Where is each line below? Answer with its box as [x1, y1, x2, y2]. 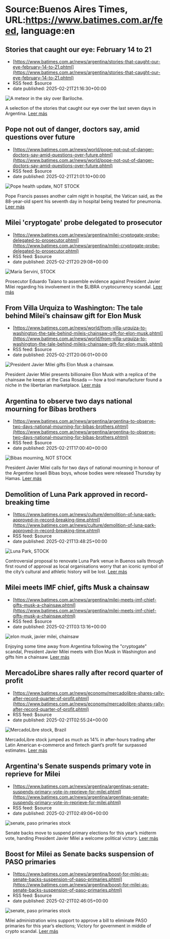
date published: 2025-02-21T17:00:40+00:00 [12, 445, 107, 451]
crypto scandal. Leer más [5, 928, 59, 934]
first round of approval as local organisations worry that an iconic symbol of [5, 563, 163, 570]
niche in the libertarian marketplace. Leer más [5, 382, 101, 388]
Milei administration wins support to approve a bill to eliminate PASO [5, 917, 148, 924]
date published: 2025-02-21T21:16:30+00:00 [12, 86, 107, 92]
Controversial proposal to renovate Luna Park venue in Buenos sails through [5, 558, 164, 564]
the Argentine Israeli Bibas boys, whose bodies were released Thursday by [5, 470, 161, 476]
